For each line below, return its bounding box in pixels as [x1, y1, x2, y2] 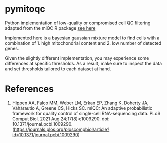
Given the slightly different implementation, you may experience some [5, 55, 149, 61]
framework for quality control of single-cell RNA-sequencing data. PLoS [12, 110, 161, 116]
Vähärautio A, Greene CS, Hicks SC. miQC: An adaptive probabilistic [12, 105, 153, 111]
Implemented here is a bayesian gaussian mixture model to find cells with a [5, 35, 160, 41]
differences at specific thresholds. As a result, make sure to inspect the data [5, 60, 162, 66]
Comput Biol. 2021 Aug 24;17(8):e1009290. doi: [12, 116, 110, 122]
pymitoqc [5, 3, 46, 15]
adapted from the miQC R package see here [5, 25, 96, 31]
